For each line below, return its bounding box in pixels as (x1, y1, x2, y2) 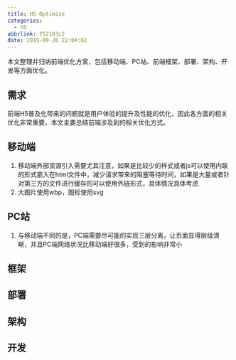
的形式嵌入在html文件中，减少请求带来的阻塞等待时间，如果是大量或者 (17, 170, 224, 179)
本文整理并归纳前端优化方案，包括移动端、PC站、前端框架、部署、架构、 (7, 58, 222, 66)
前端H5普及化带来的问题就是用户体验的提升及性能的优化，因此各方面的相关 (7, 109, 227, 117)
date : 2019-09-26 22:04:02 (7, 37, 87, 44)
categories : (7, 17, 43, 24)
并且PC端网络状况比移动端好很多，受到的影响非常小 (30, 240, 183, 248)
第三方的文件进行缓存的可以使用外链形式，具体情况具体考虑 (23, 179, 199, 187)
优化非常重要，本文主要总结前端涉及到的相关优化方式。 (7, 118, 169, 127)
